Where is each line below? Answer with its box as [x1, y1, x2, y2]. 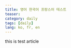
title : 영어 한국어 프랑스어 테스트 [5, 7, 67, 12]
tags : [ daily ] [5, 20, 34, 26]
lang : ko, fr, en [5, 25, 40, 30]
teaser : [5, 12, 21, 16]
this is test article [5, 38, 39, 44]
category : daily [5, 16, 38, 21]
